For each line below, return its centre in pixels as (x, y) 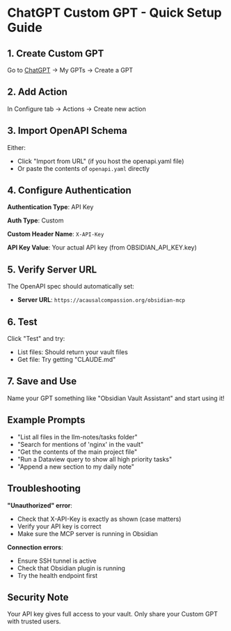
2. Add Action (38, 92)
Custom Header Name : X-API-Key (56, 234)
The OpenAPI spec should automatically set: (71, 287)
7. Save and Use (42, 381)
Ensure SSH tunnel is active (57, 561)
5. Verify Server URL (52, 269)
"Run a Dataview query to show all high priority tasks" (95, 459)
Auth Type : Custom (35, 220)
